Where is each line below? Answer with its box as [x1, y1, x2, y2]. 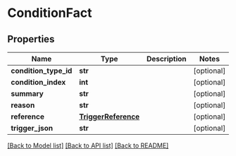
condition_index [11, 78, 66, 87]
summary [11, 89, 44, 98]
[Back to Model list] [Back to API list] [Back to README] [7, 141, 169, 150]
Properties [7, 33, 55, 45]
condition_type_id [11, 66, 73, 76]
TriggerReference [78, 112, 140, 121]
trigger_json [11, 124, 54, 133]
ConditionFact [7, 5, 92, 21]
